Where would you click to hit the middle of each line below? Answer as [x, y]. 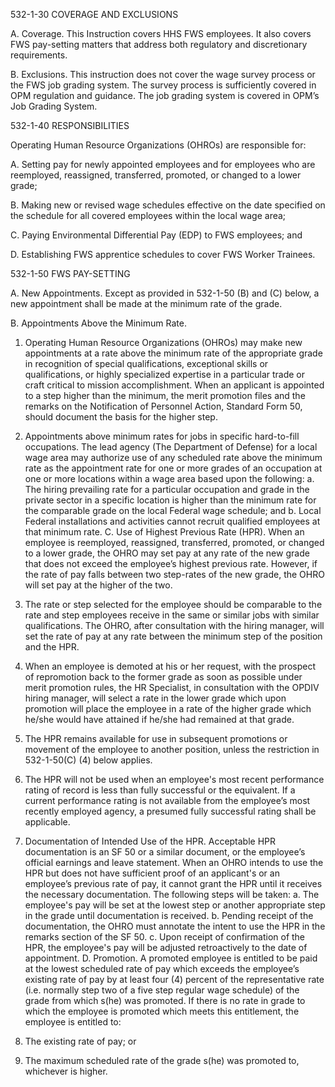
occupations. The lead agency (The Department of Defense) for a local [171, 447]
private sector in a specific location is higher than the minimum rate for [170, 500]
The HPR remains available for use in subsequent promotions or [156, 738]
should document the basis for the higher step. [121, 417]
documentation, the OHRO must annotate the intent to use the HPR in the [175, 926]
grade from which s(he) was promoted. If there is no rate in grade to [165, 1000]
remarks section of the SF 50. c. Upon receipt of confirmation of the [165, 937]
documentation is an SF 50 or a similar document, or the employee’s [165, 852]
